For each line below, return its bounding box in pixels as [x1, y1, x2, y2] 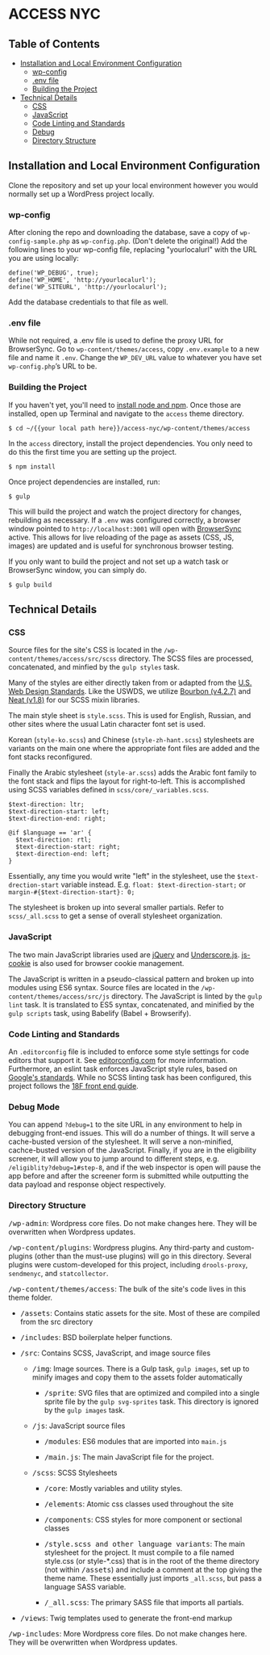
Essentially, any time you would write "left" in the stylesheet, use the [8, 872, 235, 881]
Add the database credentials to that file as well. [8, 297, 168, 307]
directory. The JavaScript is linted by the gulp [111, 991, 263, 1001]
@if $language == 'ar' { [8, 829, 92, 837]
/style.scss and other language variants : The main [44, 1539, 246, 1548]
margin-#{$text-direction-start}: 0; [8, 888, 135, 897]
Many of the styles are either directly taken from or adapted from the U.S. [8, 678, 252, 687]
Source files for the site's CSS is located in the [8, 645, 163, 655]
